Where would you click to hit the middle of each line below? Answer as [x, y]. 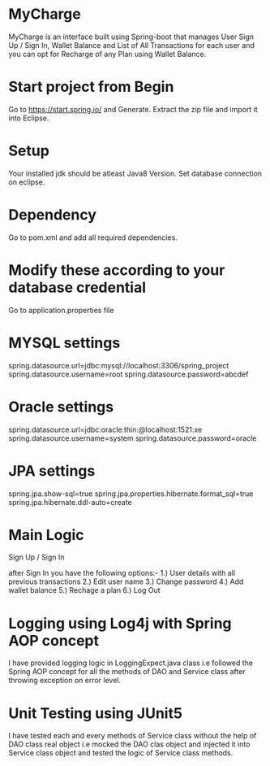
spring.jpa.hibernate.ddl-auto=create [70, 502]
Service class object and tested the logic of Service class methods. [121, 753]
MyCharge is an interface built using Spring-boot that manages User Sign [131, 37]
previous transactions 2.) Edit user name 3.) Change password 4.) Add [126, 581]
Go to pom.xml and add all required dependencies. [93, 237]
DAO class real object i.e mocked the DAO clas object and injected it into [129, 744]
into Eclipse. [29, 118]
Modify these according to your [117, 270]
